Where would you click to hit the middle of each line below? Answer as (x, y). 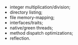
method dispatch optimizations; (41, 33)
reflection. (20, 38)
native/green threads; (31, 28)
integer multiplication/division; (40, 7)
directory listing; (26, 12)
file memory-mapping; (32, 17)
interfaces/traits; (26, 22)
